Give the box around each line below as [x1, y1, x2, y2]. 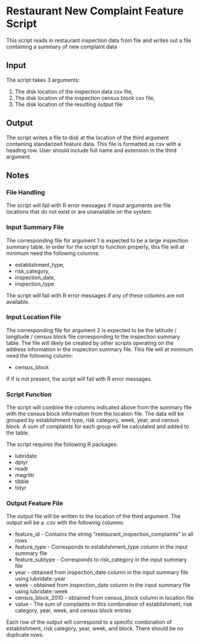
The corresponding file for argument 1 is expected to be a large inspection [6, 236, 189, 244]
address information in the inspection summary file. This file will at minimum [6, 345, 193, 353]
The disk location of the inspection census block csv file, [14, 94, 155, 101]
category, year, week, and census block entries [14, 607, 131, 614]
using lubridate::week [14, 588, 69, 595]
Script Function [6, 390, 52, 399]
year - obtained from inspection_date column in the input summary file [14, 569, 189, 576]
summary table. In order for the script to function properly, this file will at [6, 243, 185, 250]
